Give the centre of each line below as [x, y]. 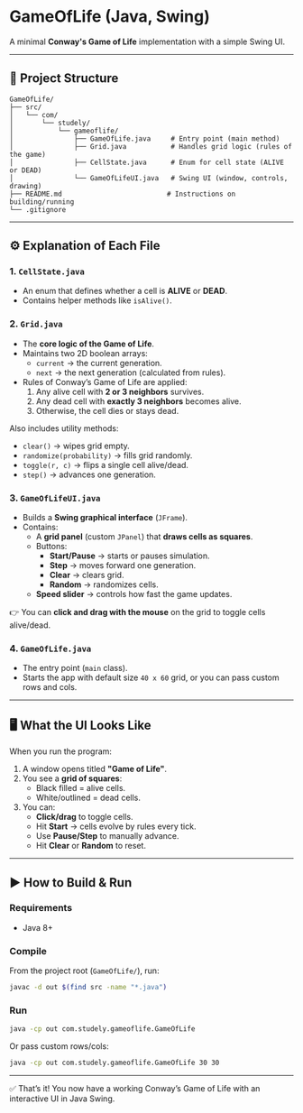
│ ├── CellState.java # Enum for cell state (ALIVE [147, 162]
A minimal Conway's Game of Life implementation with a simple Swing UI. [147, 41]
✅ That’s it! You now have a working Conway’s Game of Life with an [135, 1089]
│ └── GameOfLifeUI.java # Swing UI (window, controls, [149, 178]
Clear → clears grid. [87, 575]
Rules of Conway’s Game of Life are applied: [105, 382]
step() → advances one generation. [89, 474]
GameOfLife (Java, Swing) [110, 17]
